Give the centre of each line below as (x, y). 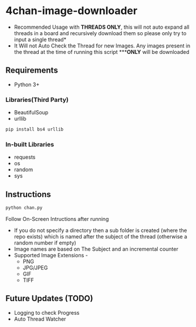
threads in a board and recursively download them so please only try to (100, 33)
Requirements (32, 71)
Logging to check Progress (47, 312)
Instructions (28, 194)
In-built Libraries (30, 144)
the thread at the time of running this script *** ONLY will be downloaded (102, 52)
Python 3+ (27, 84)
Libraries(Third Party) (37, 100)
